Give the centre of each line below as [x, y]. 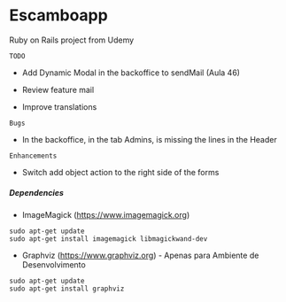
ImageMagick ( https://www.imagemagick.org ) [106, 214]
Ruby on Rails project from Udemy [72, 40]
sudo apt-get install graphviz [67, 289]
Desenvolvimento [54, 264]
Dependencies [37, 192]
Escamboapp [58, 15]
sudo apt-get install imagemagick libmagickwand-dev [108, 239]
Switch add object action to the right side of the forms [120, 172]
